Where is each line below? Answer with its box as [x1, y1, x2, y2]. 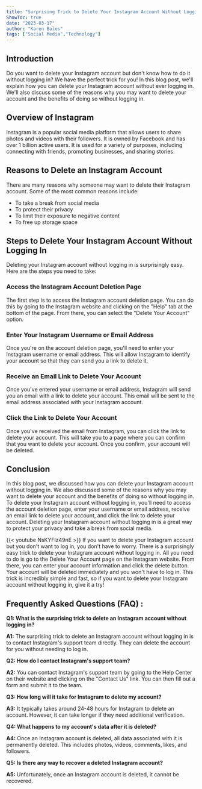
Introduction [6, 54, 54, 64]
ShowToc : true [6, 14, 42, 20]
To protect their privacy [14, 205, 73, 213]
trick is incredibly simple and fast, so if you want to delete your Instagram [6, 575, 188, 582]
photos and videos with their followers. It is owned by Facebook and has [6, 135, 186, 142]
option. [6, 316, 24, 323]
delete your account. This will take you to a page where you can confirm [6, 434, 185, 441]
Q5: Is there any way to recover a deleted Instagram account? [6, 759, 164, 767]
